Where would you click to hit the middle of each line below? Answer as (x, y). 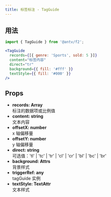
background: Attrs (31, 161)
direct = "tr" (22, 64)
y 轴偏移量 (22, 145)
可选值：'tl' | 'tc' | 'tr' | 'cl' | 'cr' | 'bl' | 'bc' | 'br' (59, 156)
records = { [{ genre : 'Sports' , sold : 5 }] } (53, 56)
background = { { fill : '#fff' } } (41, 69)
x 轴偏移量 (22, 133)
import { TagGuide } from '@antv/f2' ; (44, 42)
